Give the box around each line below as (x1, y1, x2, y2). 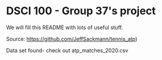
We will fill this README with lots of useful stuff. (6, 24, 123, 31)
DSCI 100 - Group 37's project (6, 4, 156, 18)
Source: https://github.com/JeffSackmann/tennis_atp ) (6, 35, 138, 42)
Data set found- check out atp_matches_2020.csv (6, 46, 129, 54)
